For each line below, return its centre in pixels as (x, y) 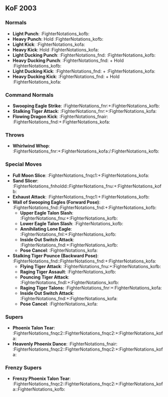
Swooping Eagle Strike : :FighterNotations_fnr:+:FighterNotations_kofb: (86, 106)
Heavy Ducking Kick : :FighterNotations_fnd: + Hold (66, 76)
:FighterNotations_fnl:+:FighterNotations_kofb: (68, 234)
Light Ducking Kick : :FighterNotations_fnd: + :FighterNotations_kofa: (84, 71)
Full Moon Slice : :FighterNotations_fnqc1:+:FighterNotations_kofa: (81, 175)
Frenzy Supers (23, 367)
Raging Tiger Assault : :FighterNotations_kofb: (68, 272)
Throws (15, 135)
